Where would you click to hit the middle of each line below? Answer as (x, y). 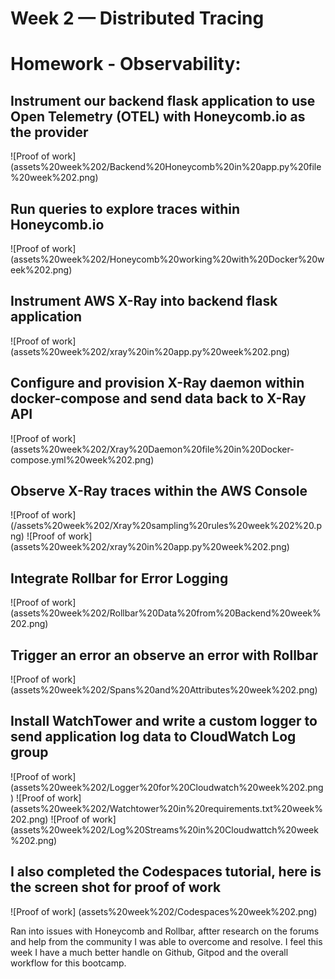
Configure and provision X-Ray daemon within (157, 383)
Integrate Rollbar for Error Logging (119, 578)
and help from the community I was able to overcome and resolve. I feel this (166, 941)
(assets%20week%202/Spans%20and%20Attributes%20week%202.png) (164, 690)
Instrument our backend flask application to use (163, 100)
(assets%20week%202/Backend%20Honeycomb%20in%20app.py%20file (166, 167)
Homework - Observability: (126, 64)
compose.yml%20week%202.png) (82, 459)
